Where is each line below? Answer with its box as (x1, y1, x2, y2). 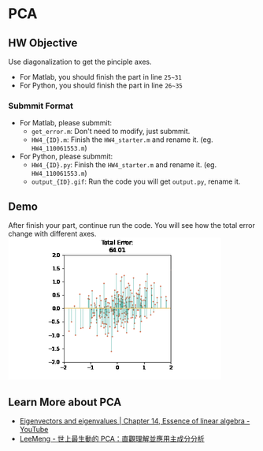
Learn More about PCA (8, 395, 122, 408)
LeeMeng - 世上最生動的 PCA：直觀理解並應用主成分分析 (19, 434, 205, 443)
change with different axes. (8, 229, 97, 239)
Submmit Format (8, 100, 73, 111)
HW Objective (8, 36, 78, 50)
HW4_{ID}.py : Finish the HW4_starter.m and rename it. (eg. (31, 160, 217, 170)
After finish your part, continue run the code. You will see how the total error (8, 221, 256, 230)
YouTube (19, 424, 49, 434)
